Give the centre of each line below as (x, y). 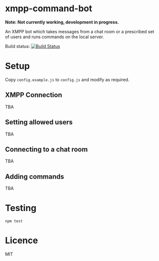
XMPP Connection (34, 95)
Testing (21, 208)
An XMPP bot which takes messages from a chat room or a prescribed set (80, 31)
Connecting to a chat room (46, 149)
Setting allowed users (39, 122)
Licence (22, 241)
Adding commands (35, 177)
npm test (14, 221)
